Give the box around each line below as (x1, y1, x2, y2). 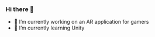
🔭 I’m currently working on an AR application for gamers (13, 18, 149, 25)
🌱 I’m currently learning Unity (13, 24, 85, 31)
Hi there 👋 (5, 5, 35, 13)
